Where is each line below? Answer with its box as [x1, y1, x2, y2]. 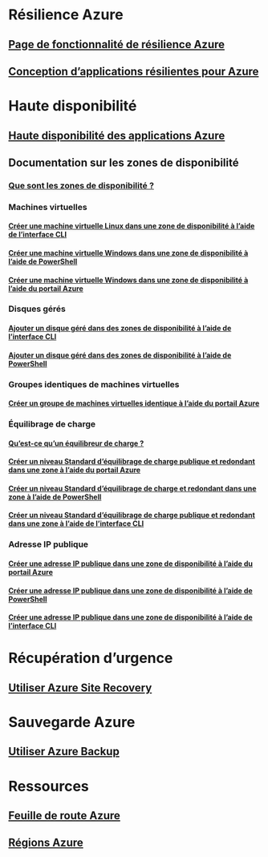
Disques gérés [8, 303, 66, 314]
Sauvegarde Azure [8, 713, 136, 731]
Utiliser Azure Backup [8, 745, 120, 758]
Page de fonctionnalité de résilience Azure [8, 38, 225, 51]
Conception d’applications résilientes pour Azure [8, 64, 259, 78]
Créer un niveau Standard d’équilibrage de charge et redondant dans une [8, 483, 257, 493]
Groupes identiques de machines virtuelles [8, 378, 180, 390]
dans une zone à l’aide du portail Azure [8, 465, 141, 475]
